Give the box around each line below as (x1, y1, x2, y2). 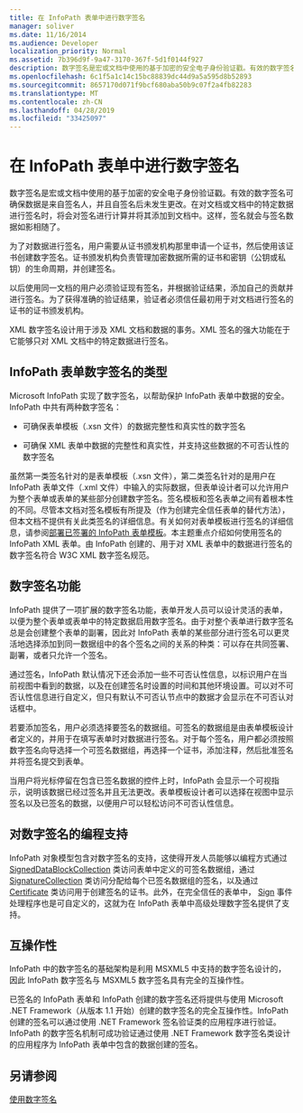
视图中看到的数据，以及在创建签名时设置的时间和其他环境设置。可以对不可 (16, 680, 294, 691)
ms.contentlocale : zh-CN (9, 97, 103, 107)
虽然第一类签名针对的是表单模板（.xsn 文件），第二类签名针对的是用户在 (9, 470, 277, 481)
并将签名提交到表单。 (9, 756, 88, 767)
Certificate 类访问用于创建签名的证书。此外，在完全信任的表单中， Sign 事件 (9, 886, 293, 897)
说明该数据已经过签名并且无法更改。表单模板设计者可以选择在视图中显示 (24, 786, 294, 797)
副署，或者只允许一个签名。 (9, 649, 113, 660)
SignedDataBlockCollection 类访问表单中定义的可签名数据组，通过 (9, 863, 255, 874)
